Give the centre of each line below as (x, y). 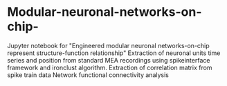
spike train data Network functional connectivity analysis (88, 75)
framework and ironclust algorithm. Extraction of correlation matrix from (110, 67)
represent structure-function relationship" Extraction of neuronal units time (114, 53)
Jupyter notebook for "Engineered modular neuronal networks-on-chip (108, 45)
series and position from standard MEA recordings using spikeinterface (109, 60)
